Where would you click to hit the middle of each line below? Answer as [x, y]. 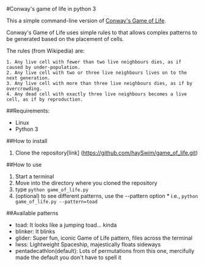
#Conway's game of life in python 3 [51, 9]
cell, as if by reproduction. [45, 100]
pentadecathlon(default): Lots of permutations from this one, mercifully [105, 251]
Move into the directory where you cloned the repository [86, 183]
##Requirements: [28, 111]
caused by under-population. [43, 67]
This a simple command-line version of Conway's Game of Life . [86, 20]
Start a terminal [35, 176]
